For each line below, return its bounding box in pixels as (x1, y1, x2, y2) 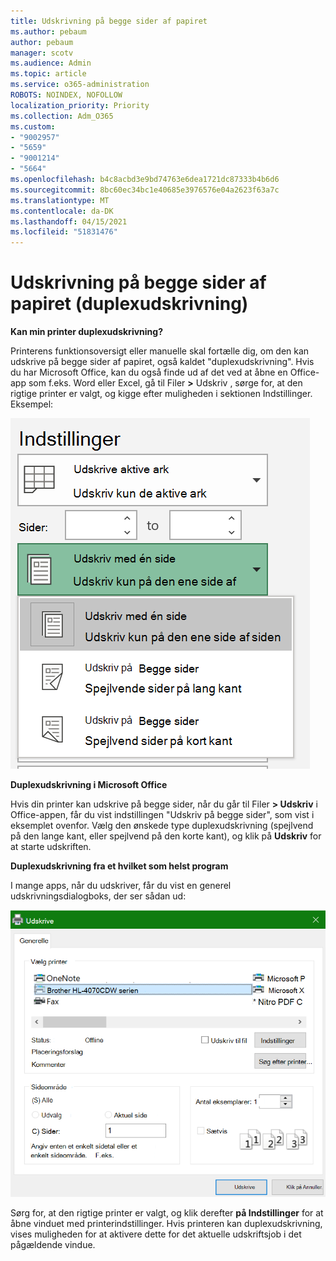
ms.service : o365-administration (10, 80, 150, 90)
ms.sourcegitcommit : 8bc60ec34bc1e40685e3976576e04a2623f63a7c (10, 185, 280, 195)
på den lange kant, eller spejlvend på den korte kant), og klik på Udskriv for (10, 830, 322, 842)
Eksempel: (10, 398, 54, 410)
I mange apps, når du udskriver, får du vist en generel (10, 880, 232, 892)
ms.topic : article (10, 69, 87, 79)
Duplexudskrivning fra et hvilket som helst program (10, 860, 229, 872)
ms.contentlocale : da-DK (10, 206, 114, 216)
